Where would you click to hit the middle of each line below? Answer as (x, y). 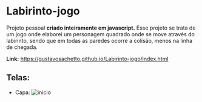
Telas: (18, 78)
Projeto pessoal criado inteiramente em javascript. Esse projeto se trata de (101, 28)
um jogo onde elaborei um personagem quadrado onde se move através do (101, 34)
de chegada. (22, 47)
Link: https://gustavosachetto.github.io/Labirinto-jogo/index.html (87, 59)
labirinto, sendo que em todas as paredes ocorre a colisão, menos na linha (99, 40)
